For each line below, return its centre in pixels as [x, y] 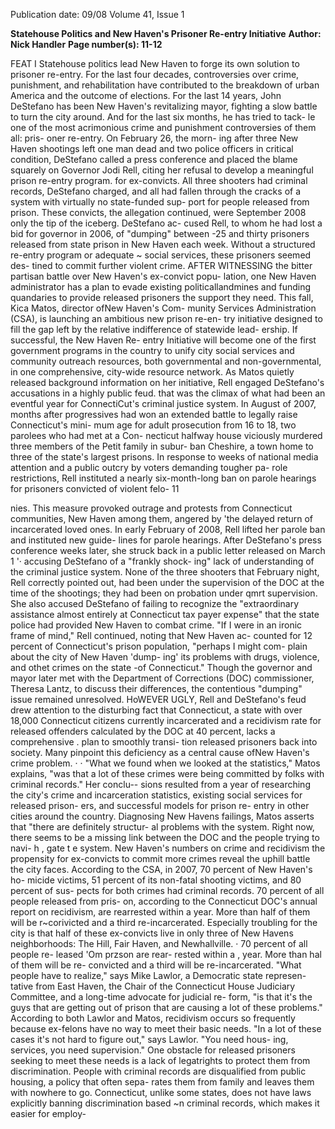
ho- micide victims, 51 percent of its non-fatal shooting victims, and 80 [156, 880]
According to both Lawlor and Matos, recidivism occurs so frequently [153, 1018]
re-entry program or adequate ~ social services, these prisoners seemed [161, 255]
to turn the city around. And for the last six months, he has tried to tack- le [163, 117]
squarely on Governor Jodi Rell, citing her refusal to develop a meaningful [162, 170]
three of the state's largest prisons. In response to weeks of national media [164, 457]
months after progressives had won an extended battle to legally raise [154, 414]
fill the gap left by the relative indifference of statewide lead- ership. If [154, 329]
